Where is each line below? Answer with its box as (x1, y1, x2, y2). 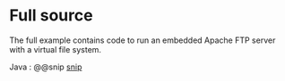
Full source (9, 5, 93, 26)
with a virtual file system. (9, 44, 101, 54)
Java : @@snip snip (9, 61, 82, 72)
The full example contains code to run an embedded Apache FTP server (9, 35, 276, 45)
